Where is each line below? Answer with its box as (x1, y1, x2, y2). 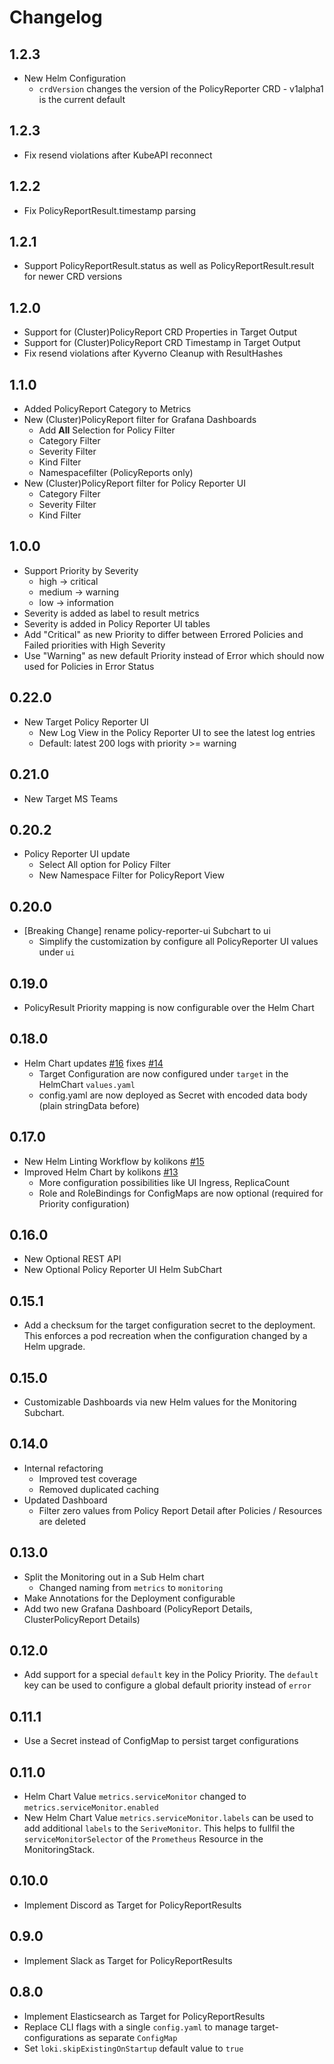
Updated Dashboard (23, 1494, 108, 1506)
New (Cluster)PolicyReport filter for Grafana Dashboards (23, 414, 257, 426)
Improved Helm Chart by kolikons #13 (23, 1166, 179, 1178)
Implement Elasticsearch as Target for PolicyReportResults (23, 2010, 266, 2022)
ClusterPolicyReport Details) (23, 1613, 141, 1625)
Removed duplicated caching (38, 1483, 160, 1495)
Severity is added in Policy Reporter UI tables (23, 617, 211, 630)
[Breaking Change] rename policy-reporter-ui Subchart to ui (23, 925, 271, 937)
